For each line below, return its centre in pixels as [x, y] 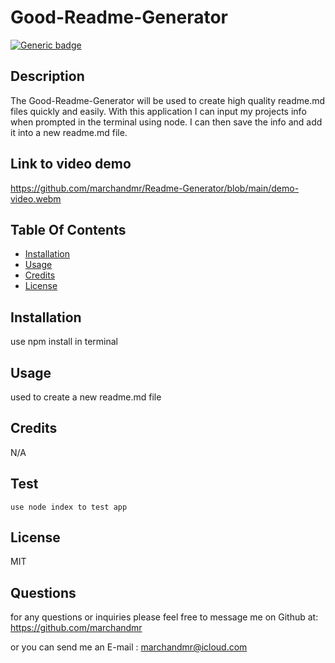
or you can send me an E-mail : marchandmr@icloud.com [129, 647]
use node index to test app [69, 507]
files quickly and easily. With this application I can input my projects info [158, 111]
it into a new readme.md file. [69, 132]
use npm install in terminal [64, 342]
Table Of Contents [68, 229]
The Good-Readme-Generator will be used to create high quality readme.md [168, 100]
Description [47, 76]
